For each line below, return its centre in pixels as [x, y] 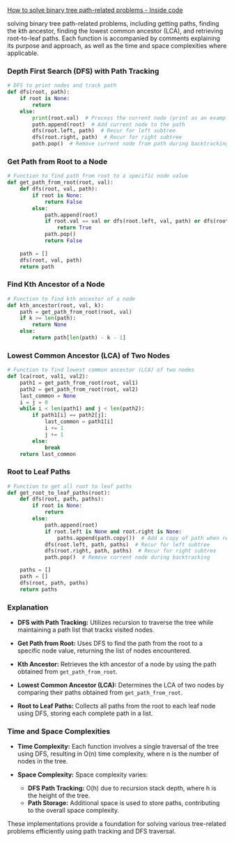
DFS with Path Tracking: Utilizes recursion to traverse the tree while [115, 623]
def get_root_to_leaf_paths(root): [59, 493]
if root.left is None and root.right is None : [113, 532]
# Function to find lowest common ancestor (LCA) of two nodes [101, 370]
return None [50, 325]
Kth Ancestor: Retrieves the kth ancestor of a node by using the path [117, 665]
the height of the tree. [59, 795]
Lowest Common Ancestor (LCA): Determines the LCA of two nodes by [120, 685]
